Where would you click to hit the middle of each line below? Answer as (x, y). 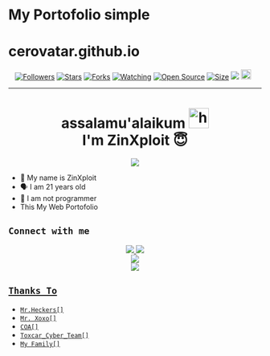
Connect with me (49, 231)
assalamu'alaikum (124, 123)
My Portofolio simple (79, 15)
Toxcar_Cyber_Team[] (54, 335)
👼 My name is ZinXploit (58, 178)
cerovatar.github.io (74, 52)
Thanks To (33, 291)
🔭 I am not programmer (58, 198)
